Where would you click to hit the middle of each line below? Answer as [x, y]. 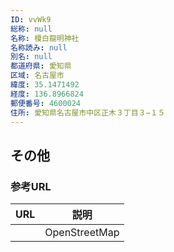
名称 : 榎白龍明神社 [45, 38]
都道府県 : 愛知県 [41, 66]
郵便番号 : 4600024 [46, 103]
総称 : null [31, 29]
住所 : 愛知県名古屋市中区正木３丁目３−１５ [88, 112]
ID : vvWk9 [31, 19]
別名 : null [31, 57]
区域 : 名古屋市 [37, 76]
